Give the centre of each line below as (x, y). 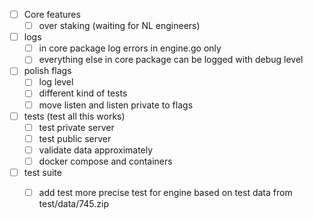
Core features (52, 14)
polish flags (47, 71)
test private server (76, 127)
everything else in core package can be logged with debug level (171, 60)
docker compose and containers (105, 161)
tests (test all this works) (74, 116)
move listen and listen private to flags (116, 105)
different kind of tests (83, 93)
